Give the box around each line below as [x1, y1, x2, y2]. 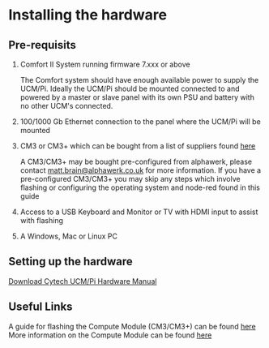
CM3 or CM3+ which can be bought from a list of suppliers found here [19, 141, 256, 151]
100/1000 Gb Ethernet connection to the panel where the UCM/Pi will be [19, 117, 261, 127]
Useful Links [8, 300, 73, 314]
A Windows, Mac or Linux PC [19, 231, 118, 241]
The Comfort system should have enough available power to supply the [19, 75, 259, 84]
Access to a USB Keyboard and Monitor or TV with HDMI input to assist [19, 207, 258, 217]
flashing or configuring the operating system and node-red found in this [19, 183, 261, 192]
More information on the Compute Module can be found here [8, 330, 212, 340]
